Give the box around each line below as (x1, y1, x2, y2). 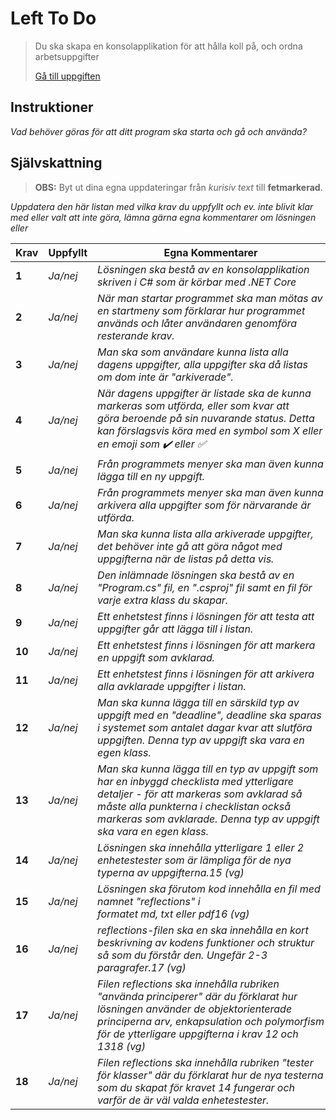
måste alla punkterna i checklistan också (97, 799, 291, 813)
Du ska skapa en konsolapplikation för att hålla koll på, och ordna (34, 40, 303, 52)
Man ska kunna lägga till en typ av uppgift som (97, 762, 319, 776)
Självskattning (10, 155, 103, 172)
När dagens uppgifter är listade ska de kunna (97, 386, 312, 400)
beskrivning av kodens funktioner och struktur (97, 935, 315, 949)
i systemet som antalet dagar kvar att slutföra (97, 720, 313, 734)
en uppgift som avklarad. (97, 650, 215, 664)
